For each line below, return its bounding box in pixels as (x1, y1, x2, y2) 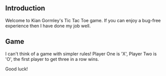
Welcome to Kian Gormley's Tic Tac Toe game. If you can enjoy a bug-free (5, 17, 161, 23)
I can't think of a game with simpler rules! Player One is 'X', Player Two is (5, 50, 157, 57)
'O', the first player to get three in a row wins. (5, 56, 99, 62)
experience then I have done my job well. (5, 23, 91, 29)
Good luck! (5, 65, 28, 72)
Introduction (5, 4, 46, 13)
